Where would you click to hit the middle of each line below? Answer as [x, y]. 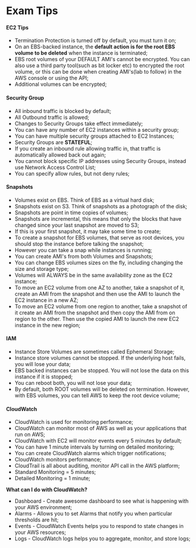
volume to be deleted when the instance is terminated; [81, 53]
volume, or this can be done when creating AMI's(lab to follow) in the [98, 72]
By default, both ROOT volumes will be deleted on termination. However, [102, 389]
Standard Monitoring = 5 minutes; [55, 472]
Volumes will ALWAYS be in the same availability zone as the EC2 [94, 275]
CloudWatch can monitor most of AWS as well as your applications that [100, 429]
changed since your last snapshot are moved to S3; [77, 225]
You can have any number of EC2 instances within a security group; [97, 129]
